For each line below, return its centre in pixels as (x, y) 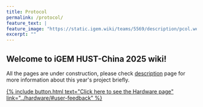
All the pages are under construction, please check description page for (96, 73)
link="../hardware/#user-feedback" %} (54, 98)
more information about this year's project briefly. (68, 80)
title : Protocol (27, 12)
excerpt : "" (21, 34)
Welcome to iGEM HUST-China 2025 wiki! (87, 59)
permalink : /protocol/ (35, 18)
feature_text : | (27, 23)
